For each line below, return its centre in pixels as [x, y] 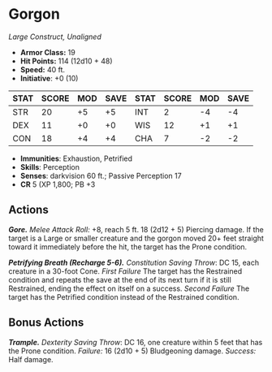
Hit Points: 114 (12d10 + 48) [66, 61]
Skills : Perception [50, 167]
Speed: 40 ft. [43, 69]
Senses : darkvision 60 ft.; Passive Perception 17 [101, 175]
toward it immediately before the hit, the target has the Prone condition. [128, 247]
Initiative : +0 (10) [49, 78]
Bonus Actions [46, 323]
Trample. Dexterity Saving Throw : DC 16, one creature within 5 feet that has [136, 342]
